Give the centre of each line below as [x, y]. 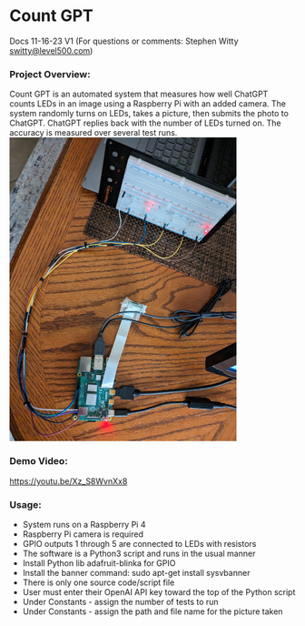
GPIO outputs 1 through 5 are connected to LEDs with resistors [139, 544]
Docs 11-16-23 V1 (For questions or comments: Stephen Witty [124, 41]
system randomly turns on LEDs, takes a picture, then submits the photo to [149, 114]
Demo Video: [39, 461]
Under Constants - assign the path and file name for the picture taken [152, 611]
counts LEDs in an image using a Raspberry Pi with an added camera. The [148, 104]
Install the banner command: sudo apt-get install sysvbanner [136, 573]
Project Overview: [50, 74]
